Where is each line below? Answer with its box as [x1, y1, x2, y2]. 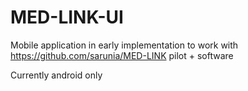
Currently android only [10, 69, 103, 81]
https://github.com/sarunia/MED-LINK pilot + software [10, 49, 234, 61]
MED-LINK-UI [10, 6, 124, 29]
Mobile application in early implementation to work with [10, 39, 239, 51]
